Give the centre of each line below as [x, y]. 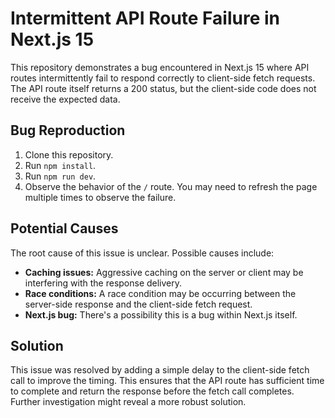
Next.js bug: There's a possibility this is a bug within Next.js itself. [161, 314]
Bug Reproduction [68, 130]
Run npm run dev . [60, 176]
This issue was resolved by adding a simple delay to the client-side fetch [160, 370]
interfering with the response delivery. [103, 283]
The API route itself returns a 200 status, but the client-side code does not [163, 88]
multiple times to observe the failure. [100, 197]
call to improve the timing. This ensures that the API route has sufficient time [167, 381]
